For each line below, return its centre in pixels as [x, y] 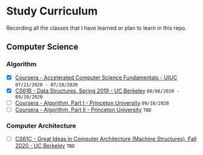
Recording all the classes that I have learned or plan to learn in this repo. [96, 28]
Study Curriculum [52, 11]
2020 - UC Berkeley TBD [45, 146]
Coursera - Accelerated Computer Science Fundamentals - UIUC [96, 77]
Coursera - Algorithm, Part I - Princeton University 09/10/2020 [92, 103]
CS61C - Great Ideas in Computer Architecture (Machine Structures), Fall [106, 139]
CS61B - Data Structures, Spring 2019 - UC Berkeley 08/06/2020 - [97, 91]
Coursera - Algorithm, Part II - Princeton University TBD [83, 110]
